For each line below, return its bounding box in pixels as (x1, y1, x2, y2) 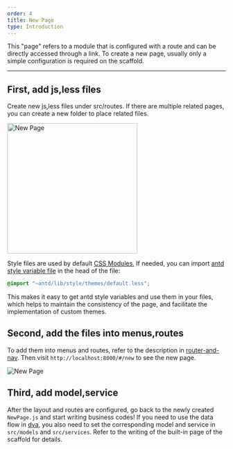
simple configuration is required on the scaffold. (7, 57, 144, 65)
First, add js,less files (7, 83, 102, 95)
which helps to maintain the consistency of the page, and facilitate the (7, 300, 208, 309)
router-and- (186, 345, 220, 354)
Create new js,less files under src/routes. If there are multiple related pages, (7, 102, 225, 111)
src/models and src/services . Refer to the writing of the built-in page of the (7, 427, 223, 436)
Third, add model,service (7, 387, 119, 399)
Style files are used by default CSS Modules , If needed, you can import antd (7, 259, 224, 268)
